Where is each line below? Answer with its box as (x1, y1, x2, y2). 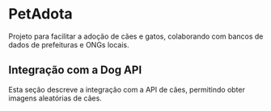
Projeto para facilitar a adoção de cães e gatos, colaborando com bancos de (8, 31, 264, 41)
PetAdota (8, 5, 73, 23)
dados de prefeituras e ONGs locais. (8, 39, 129, 49)
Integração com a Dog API (8, 64, 142, 77)
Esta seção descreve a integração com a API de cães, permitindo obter (8, 84, 245, 94)
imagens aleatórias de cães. (8, 93, 103, 103)
